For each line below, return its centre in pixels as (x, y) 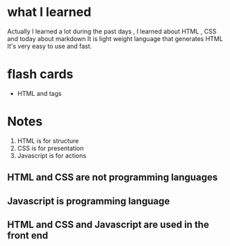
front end (28, 235)
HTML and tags (39, 93)
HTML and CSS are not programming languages (113, 178)
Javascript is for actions (52, 155)
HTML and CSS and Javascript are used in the (108, 224)
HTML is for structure (48, 140)
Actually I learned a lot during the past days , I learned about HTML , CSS (112, 31)
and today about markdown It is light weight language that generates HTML (115, 38)
